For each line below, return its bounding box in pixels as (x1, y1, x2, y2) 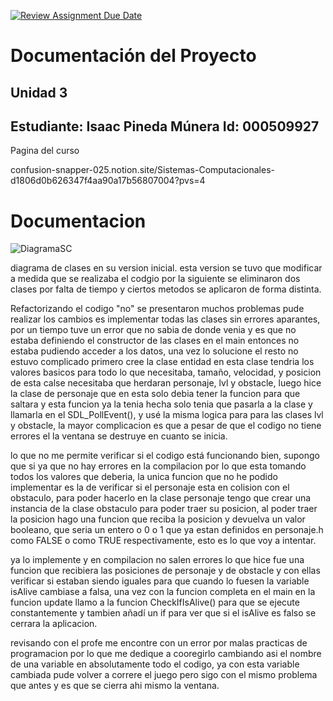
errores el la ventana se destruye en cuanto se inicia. (10, 430, 228, 442)
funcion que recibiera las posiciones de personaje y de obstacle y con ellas (10, 565, 321, 577)
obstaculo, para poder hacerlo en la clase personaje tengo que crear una (10, 492, 312, 504)
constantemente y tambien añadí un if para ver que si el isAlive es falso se (10, 607, 317, 619)
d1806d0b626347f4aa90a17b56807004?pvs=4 (10, 175, 206, 187)
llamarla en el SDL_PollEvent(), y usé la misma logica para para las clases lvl (10, 409, 324, 421)
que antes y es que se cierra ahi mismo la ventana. (10, 680, 220, 692)
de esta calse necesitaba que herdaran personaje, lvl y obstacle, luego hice (10, 377, 322, 389)
